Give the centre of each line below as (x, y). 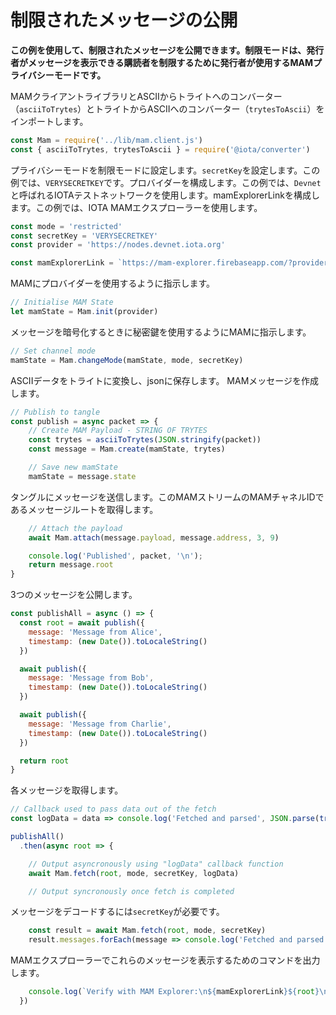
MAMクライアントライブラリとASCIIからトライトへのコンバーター (146, 96)
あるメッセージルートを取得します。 (84, 509)
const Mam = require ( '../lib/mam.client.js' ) (106, 140)
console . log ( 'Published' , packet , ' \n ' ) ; (115, 556)
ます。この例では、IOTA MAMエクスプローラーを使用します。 (136, 207)
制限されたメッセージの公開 (124, 20)
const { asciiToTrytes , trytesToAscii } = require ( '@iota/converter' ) (160, 149)
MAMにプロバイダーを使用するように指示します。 (112, 283)
